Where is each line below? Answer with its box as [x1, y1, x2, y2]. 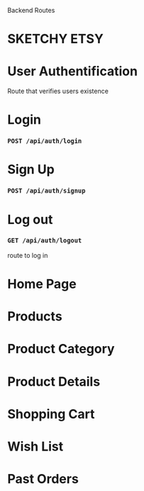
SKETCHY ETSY [7, 31, 104, 47]
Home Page [7, 276, 77, 292]
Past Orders [7, 471, 79, 487]
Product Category [7, 341, 115, 357]
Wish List [7, 438, 64, 454]
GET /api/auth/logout [7, 237, 82, 244]
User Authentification [7, 63, 138, 80]
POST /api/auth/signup [7, 187, 86, 195]
